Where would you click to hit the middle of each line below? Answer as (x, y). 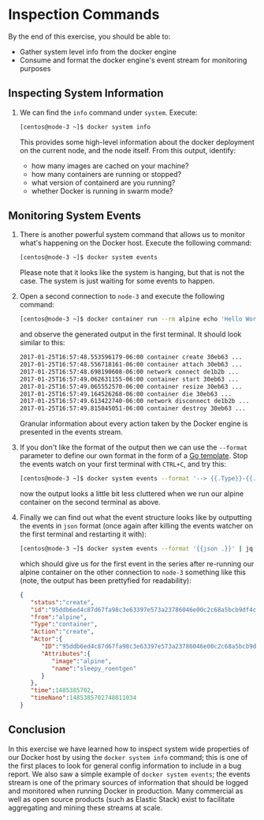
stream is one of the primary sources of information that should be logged (128, 782)
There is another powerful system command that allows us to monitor (132, 235)
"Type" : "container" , (64, 624)
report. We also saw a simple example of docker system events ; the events (129, 774)
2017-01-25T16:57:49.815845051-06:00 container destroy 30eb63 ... (132, 408)
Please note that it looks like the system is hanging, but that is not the (132, 273)
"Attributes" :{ (65, 653)
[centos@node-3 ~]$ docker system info (85, 127)
